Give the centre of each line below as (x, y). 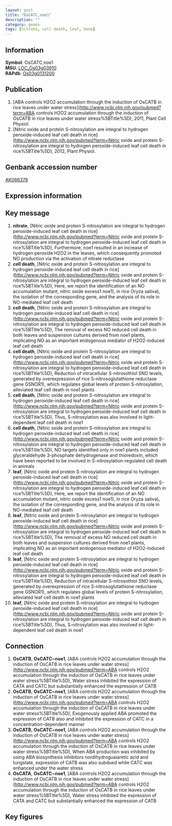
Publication (24, 90)
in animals (23, 466)
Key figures (24, 816)
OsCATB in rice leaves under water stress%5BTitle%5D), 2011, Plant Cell (89, 118)
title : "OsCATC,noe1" (28, 15)
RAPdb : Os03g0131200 (30, 73)
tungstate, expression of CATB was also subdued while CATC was (83, 762)
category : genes (23, 24)
